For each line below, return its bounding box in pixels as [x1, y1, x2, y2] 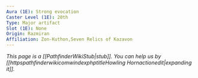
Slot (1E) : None [6, 25, 47, 32]
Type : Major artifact [6, 20, 61, 26]
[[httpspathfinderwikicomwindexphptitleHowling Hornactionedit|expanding [6, 59, 192, 66]
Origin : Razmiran [6, 31, 50, 37]
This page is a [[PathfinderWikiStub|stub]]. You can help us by [6, 53, 161, 60]
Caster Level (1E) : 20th [6, 14, 68, 20]
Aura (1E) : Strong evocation [6, 8, 79, 15]
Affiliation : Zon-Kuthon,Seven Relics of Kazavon [6, 36, 133, 42]
